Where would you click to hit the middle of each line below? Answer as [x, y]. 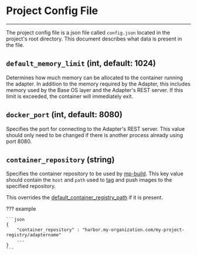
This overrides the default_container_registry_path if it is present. [84, 198]
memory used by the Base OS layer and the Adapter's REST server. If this [95, 90]
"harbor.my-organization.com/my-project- [133, 230]
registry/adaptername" [34, 235]
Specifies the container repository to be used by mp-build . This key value [95, 174]
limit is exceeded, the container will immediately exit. [70, 96]
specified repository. [31, 186]
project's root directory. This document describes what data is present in [94, 39]
